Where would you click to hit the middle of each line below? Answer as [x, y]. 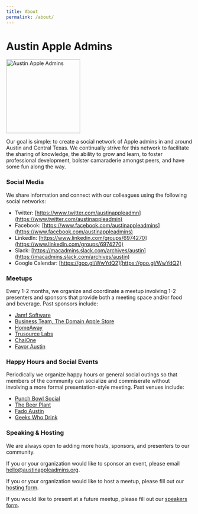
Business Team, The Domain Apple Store [64, 321]
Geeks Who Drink [36, 418]
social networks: [26, 201]
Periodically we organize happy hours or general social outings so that [92, 375]
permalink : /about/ [30, 17]
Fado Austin [29, 411]
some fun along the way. [36, 167]
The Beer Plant [33, 405]
